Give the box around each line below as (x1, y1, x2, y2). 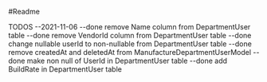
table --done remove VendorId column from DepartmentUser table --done (8, 31, 252, 40)
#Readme (8, 7, 40, 16)
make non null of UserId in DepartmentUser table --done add (26, 56, 228, 65)
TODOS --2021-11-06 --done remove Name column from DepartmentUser (8, 22, 251, 31)
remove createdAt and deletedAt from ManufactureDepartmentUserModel (8, 48, 252, 57)
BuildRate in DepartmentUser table (8, 64, 122, 74)
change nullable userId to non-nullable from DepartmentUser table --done (8, 39, 253, 49)
